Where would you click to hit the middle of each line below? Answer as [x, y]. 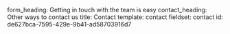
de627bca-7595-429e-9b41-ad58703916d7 [69, 24]
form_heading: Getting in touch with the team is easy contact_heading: [107, 10]
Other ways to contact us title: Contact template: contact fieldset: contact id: [115, 17]
